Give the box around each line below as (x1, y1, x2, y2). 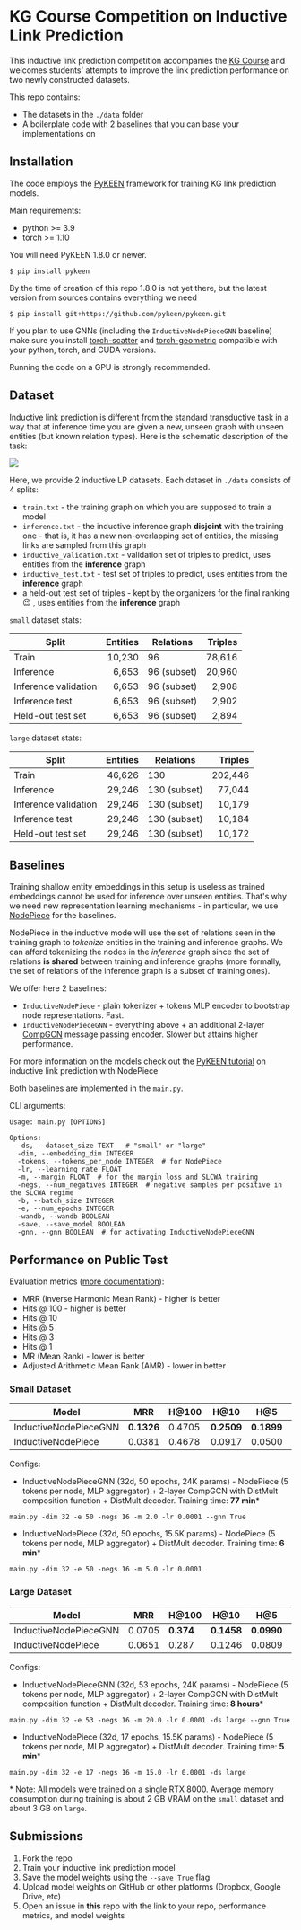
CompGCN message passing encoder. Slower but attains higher (21, 1029, 258, 1040)
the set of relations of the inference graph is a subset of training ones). (9, 966, 271, 977)
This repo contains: (9, 92, 81, 102)
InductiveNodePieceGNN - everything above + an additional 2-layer (21, 1020, 265, 1031)
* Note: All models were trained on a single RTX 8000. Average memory (9, 1784, 275, 1794)
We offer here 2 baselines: (9, 983, 107, 994)
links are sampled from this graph (21, 539, 146, 550)
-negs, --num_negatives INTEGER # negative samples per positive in (17, 1181, 282, 1190)
